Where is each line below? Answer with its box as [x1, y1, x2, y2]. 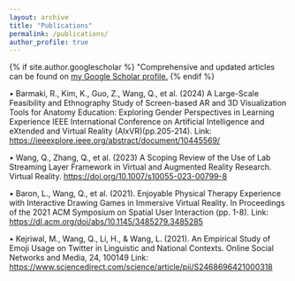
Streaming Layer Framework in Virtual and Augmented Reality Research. [9, 162, 272, 172]
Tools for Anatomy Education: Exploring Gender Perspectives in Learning [9, 107, 276, 118]
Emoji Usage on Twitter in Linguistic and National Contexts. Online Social [9, 243, 274, 254]
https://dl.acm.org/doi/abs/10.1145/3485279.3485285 [9, 216, 203, 227]
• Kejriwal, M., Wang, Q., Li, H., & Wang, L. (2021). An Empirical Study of [9, 233, 271, 244]
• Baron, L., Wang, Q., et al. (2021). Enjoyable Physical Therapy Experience [9, 188, 281, 199]
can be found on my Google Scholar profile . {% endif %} [9, 72, 216, 82]
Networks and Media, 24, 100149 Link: [9, 253, 148, 263]
